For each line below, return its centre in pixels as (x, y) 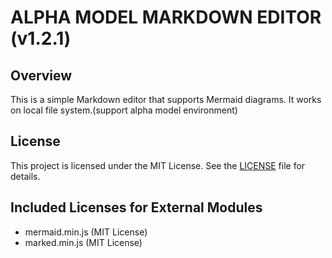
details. (25, 176)
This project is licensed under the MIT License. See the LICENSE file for (158, 165)
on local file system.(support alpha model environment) (124, 110)
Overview (41, 75)
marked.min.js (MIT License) (83, 242)
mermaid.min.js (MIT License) (86, 232)
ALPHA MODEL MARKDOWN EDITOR (166, 17)
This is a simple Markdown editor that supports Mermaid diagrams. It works (166, 99)
